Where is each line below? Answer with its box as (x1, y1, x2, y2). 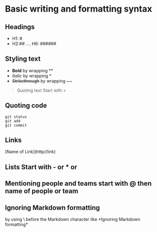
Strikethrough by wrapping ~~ (12, 78, 73, 83)
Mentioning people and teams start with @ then (5, 180, 152, 188)
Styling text (5, 55, 41, 63)
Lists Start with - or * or (5, 163, 78, 171)
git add (5, 118, 21, 123)
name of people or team (5, 187, 78, 195)
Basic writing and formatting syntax (5, 3, 153, 15)
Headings (5, 23, 35, 31)
